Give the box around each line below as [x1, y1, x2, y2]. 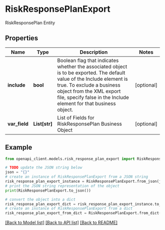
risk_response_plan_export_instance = [5, 179, 84, 184]
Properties [5, 34, 38, 42]
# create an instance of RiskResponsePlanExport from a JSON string [5, 174, 148, 179]
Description [80, 48, 108, 55]
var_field [7, 120, 28, 127]
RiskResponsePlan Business [57, 120, 122, 127]
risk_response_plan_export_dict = [5, 201, 76, 206]
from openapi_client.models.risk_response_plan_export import [5, 156, 135, 161]
